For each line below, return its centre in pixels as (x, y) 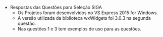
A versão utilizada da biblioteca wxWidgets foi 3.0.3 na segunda (84, 18)
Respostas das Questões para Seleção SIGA (56, 7)
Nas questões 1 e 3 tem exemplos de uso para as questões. (79, 29)
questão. (27, 23)
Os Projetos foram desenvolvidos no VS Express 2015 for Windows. (88, 13)
